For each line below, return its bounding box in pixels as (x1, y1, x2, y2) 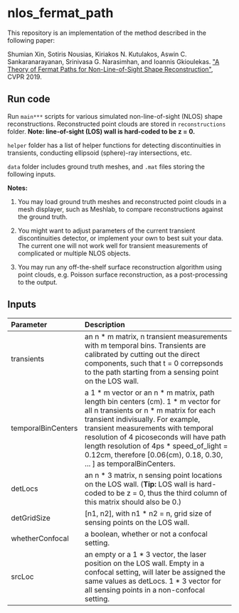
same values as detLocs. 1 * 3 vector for (84, 576, 222, 586)
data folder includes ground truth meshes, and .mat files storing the (7, 162, 205, 171)
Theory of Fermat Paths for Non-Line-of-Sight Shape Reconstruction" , (7, 65, 213, 73)
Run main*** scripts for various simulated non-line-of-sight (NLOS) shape (7, 112, 223, 120)
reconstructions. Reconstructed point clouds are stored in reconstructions (7, 119, 226, 128)
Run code (7, 93, 51, 105)
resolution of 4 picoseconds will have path (84, 432, 226, 442)
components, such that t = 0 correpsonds (84, 358, 223, 368)
